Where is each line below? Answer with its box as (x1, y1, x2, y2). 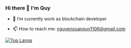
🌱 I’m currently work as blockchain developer (12, 16, 107, 22)
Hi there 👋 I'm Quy (5, 4, 51, 11)
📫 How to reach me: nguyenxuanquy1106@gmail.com (12, 26, 125, 32)
